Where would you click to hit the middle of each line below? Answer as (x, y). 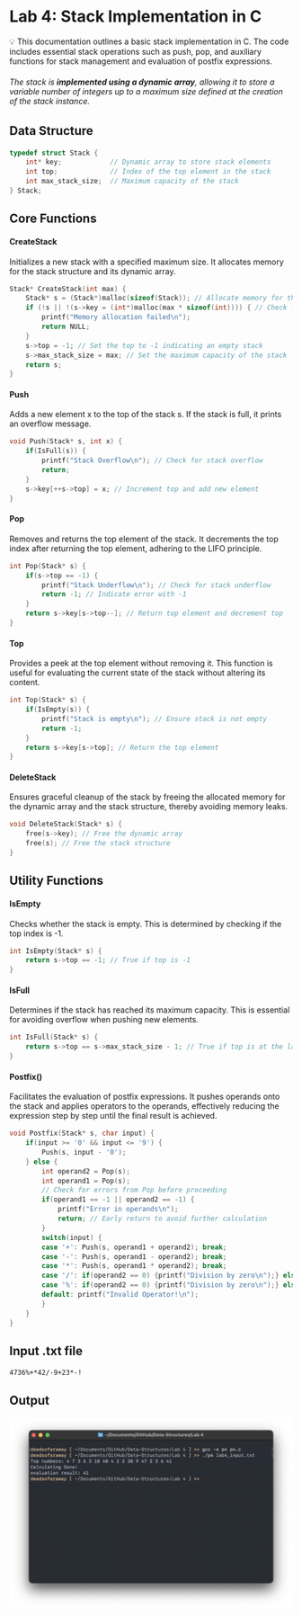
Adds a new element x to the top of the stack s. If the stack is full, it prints (146, 415)
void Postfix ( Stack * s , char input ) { (82, 1134)
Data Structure (52, 131)
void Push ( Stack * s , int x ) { (66, 442)
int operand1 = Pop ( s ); (86, 1181)
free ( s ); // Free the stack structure (98, 844)
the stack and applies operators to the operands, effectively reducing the (145, 1106)
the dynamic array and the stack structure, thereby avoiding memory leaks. (149, 807)
